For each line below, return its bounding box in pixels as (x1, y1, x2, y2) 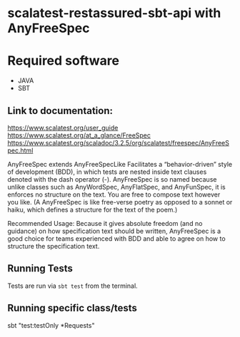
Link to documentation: (7, 105, 113, 117)
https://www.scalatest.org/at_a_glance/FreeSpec (7, 130, 151, 140)
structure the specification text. (7, 242, 100, 250)
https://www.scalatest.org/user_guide (7, 123, 119, 132)
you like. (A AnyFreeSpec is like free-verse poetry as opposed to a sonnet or (7, 197, 233, 206)
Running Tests (7, 262, 73, 275)
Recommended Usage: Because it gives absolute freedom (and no (7, 219, 203, 227)
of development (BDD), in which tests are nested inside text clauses (7, 167, 207, 176)
